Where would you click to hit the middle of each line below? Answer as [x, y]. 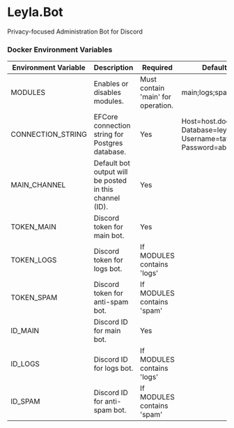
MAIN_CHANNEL [38, 185]
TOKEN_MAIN [34, 227]
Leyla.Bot [36, 12]
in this [103, 189]
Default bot [112, 163]
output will [111, 172]
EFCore [106, 117]
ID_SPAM [25, 401]
